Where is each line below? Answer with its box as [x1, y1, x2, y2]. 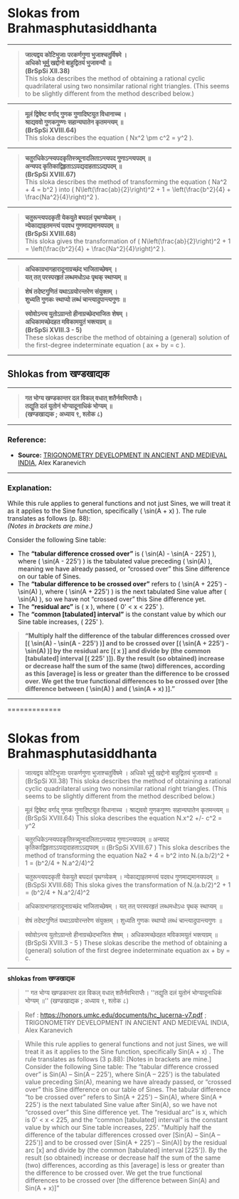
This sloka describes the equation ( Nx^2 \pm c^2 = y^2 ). [24, 133, 194, 142]
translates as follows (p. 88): [7, 514, 91, 523]
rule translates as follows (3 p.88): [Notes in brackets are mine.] [24, 1055, 212, 1063]
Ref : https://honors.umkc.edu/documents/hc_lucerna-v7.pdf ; [24, 1011, 207, 1019]
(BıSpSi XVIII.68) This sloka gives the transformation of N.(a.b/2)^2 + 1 [24, 881, 231, 889]
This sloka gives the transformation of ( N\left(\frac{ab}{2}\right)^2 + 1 [24, 237, 231, 245]
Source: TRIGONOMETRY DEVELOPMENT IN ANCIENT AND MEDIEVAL [17, 451, 228, 459]
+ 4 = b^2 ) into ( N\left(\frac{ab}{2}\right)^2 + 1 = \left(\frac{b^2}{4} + [24, 185, 231, 193]
